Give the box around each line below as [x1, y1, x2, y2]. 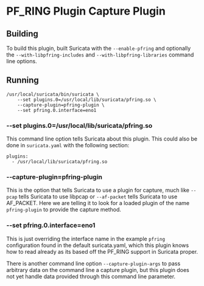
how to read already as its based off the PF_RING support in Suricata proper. [6, 248, 199, 255]
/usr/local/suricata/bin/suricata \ [6, 91, 99, 97]
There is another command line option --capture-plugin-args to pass [6, 260, 181, 267]
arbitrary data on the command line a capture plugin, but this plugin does [6, 266, 190, 273]
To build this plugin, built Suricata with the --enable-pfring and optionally [6, 44, 191, 52]
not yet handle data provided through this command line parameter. [6, 273, 175, 280]
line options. [6, 58, 38, 65]
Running [6, 75, 40, 86]
